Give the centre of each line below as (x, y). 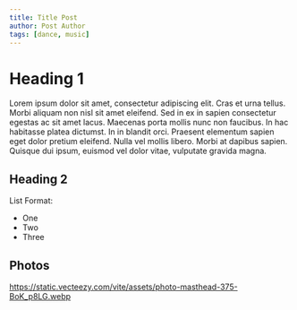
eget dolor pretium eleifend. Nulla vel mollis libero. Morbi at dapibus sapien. (148, 142)
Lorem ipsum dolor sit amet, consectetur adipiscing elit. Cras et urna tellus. (148, 103)
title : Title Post (43, 17)
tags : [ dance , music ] (50, 34)
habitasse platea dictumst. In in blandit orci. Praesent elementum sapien (142, 132)
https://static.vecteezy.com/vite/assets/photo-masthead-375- (124, 287)
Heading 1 (47, 78)
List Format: (31, 201)
